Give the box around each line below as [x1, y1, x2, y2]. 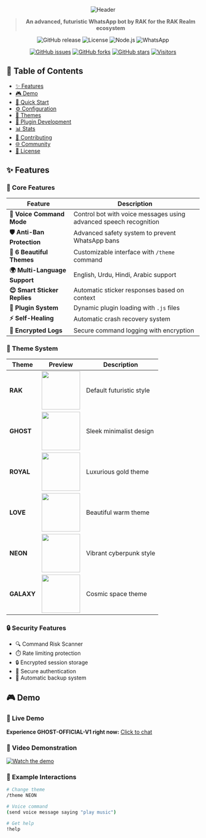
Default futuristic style [85, 386, 150, 394]
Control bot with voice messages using [73, 209, 186, 218]
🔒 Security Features [6, 624, 66, 632]
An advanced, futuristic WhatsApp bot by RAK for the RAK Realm [25, 18, 196, 25]
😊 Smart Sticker [9, 286, 59, 294]
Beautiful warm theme [85, 508, 150, 517]
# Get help [6, 820, 34, 826]
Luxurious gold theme [85, 467, 149, 476]
